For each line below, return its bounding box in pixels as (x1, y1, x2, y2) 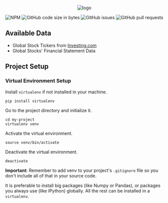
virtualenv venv (5, 121, 39, 127)
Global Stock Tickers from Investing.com (12, 42, 97, 48)
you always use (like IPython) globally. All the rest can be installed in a (5, 187, 150, 193)
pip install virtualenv (5, 98, 55, 104)
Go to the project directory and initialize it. (5, 107, 92, 113)
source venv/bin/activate (5, 140, 59, 145)
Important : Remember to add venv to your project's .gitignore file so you (5, 167, 158, 173)
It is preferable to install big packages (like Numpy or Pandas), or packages (5, 182, 160, 188)
